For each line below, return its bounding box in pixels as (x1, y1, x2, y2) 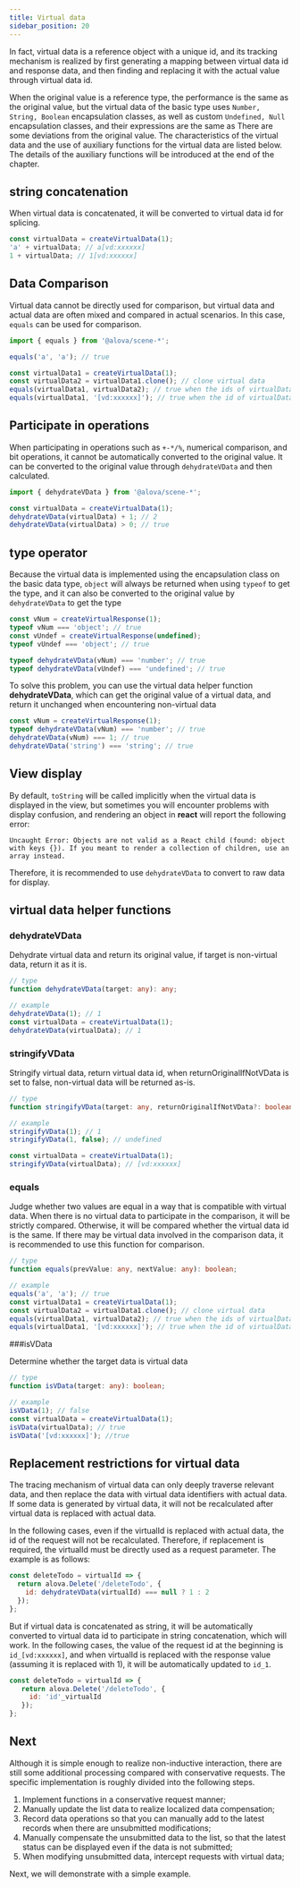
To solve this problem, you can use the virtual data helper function (9, 681, 254, 691)
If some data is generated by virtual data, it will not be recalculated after (9, 1499, 274, 1510)
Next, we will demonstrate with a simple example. (9, 1868, 192, 1879)
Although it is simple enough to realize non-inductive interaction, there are (9, 1757, 283, 1768)
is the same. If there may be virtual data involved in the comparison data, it (9, 1230, 284, 1240)
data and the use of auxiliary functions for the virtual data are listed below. (9, 140, 283, 150)
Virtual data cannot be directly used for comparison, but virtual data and (9, 300, 275, 310)
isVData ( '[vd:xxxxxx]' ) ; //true (9, 1431, 129, 1440)
